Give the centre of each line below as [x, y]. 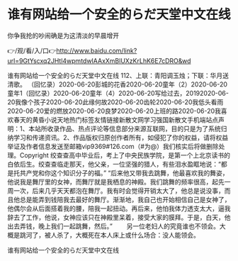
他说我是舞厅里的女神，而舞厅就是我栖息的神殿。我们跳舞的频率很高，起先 [116, 182]
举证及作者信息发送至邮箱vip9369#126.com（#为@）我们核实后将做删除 [113, 146]
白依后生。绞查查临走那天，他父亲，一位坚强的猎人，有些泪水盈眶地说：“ [114, 164]
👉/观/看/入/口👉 [32, 50]
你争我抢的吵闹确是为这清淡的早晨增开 [63, 35]
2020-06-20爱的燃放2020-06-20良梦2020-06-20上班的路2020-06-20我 [114, 111]
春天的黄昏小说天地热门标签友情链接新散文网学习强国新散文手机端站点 [115, 120]
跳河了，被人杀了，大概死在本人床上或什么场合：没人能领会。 [109, 235]
